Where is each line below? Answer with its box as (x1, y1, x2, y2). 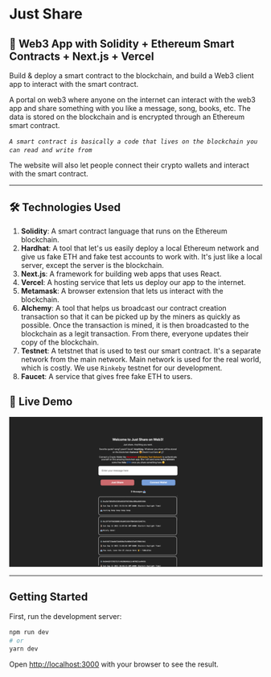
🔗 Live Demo (9, 395, 73, 409)
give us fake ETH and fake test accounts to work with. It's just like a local (20, 251, 263, 262)
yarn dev (9, 645, 39, 653)
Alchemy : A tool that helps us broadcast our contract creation (20, 303, 228, 312)
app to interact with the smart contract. (9, 80, 139, 89)
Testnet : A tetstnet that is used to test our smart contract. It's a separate (20, 345, 261, 355)
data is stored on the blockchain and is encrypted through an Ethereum (9, 112, 245, 122)
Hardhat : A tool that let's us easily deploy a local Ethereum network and (20, 243, 260, 253)
